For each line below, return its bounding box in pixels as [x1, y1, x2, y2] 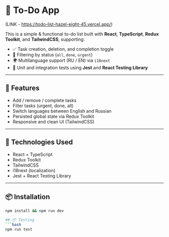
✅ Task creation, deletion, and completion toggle [12, 46, 114, 52]
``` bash [5, 222, 22, 227]
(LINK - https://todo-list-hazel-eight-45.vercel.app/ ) [5, 21, 113, 27]
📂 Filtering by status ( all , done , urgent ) [12, 51, 93, 57]
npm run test [5, 227, 33, 232]
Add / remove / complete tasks [12, 97, 77, 103]
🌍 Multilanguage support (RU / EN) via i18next [12, 57, 111, 63]
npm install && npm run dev [5, 208, 64, 213]
